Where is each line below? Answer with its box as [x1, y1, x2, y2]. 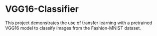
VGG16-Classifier [5, 3, 79, 15]
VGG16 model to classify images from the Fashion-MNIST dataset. [5, 25, 141, 31]
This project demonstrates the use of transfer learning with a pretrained [5, 20, 153, 26]
